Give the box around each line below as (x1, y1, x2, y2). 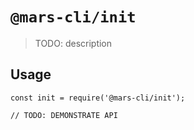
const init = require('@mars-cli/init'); (10, 93, 186, 103)
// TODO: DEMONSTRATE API (10, 110, 118, 120)
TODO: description (34, 37, 113, 49)
